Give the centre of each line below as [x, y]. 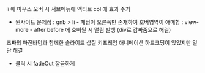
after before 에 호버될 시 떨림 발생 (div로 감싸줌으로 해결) [102, 30]
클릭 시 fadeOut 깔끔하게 [45, 63]
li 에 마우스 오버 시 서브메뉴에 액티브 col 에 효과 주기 [68, 9]
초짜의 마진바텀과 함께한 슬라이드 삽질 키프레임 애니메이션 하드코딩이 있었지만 [99, 43]
